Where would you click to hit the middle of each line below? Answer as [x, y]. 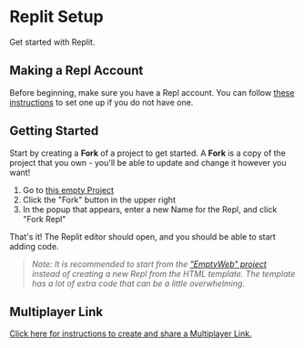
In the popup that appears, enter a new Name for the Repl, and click [150, 209]
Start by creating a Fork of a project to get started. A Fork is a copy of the [148, 153]
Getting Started [54, 131]
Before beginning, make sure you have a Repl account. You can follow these [152, 92]
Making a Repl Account [76, 71]
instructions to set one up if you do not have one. [101, 102]
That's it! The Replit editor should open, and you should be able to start [142, 236]
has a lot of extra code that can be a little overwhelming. [138, 283]
